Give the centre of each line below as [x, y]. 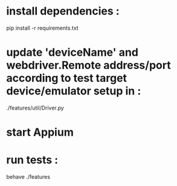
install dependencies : [63, 11]
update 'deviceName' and [72, 52]
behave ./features [28, 177]
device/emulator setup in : [74, 91]
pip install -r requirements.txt [42, 28]
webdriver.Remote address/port [88, 65]
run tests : [32, 160]
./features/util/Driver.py [35, 108]
